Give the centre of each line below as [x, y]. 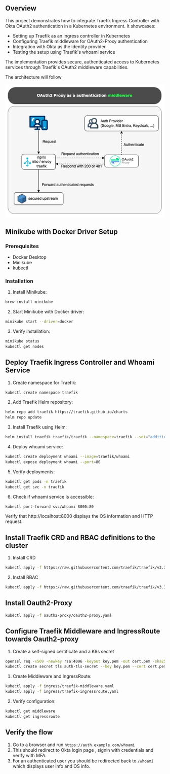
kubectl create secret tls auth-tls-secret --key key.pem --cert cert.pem [86, 666]
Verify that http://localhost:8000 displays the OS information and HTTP [79, 516]
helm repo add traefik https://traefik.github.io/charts [67, 412]
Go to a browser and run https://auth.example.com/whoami [74, 745]
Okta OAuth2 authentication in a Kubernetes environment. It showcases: [80, 26]
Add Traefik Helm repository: [43, 402]
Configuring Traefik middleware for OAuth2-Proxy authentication [80, 41]
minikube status [22, 341]
